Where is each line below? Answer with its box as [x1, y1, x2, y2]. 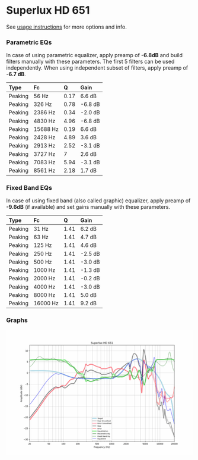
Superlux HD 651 [6, 4, 90, 17]
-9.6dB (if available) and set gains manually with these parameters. [6, 204, 171, 211]
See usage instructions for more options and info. [6, 23, 127, 30]
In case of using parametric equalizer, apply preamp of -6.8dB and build [6, 52, 183, 59]
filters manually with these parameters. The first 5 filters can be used [6, 58, 175, 65]
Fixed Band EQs [6, 183, 52, 192]
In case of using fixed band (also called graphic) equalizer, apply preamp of [6, 197, 191, 204]
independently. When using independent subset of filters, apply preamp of [6, 64, 189, 71]
